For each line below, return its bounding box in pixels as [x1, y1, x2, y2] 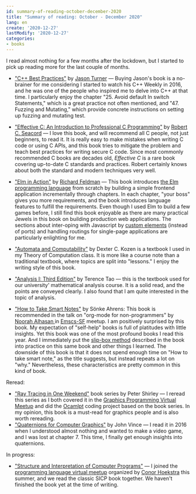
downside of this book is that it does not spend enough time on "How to [14, 348, 188, 355]
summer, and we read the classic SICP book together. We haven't [14, 475, 173, 482]
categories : [6, 36, 35, 42]
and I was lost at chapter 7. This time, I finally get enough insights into [14, 433, 183, 440]
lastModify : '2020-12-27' [6, 30, 69, 36]
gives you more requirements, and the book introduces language [14, 196, 171, 203]
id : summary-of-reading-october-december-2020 [6, 8, 122, 15]
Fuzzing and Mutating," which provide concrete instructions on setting [14, 106, 184, 113]
